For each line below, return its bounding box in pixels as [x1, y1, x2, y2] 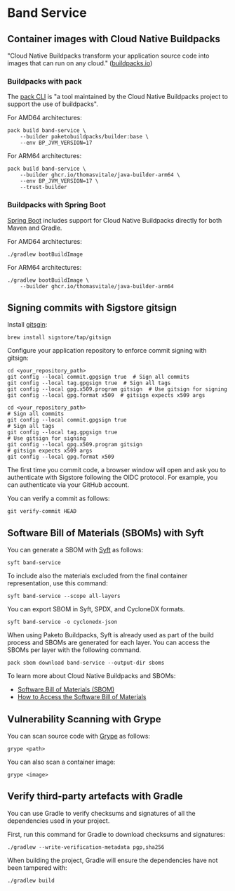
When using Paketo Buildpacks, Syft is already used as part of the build [7, 631, 214, 639]
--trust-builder [20, 184, 68, 191]
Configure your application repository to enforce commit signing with [7, 346, 207, 355]
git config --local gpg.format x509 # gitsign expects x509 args [7, 392, 206, 399]
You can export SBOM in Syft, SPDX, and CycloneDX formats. [7, 605, 185, 613]
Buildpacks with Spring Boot [7, 200, 107, 210]
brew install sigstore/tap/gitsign [7, 334, 112, 342]
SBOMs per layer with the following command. [7, 646, 142, 654]
